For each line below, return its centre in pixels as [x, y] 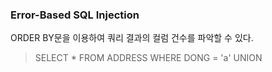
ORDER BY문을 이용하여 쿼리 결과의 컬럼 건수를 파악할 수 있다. [132, 38]
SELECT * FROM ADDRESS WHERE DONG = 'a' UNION [148, 58]
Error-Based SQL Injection [75, 15]
